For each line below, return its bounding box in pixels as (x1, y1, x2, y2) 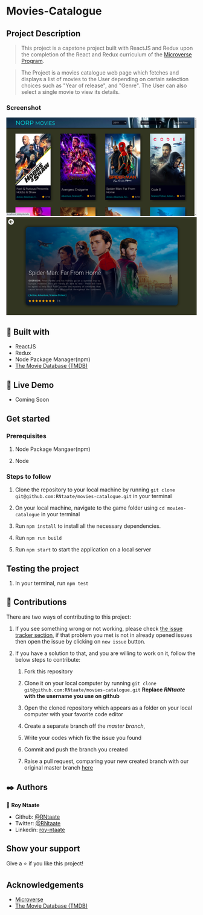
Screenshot (6, 103, 41, 111)
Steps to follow (6, 472, 51, 481)
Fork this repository (24, 668, 73, 675)
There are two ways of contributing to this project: (6, 613, 131, 621)
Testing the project (6, 564, 80, 574)
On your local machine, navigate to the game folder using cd (14, 504, 165, 511)
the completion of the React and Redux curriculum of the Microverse (21, 51, 192, 58)
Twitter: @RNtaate (14, 819, 61, 827)
